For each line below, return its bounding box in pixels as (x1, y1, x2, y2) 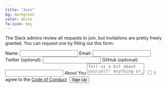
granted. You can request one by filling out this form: (5, 40, 114, 46)
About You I (64, 70, 155, 76)
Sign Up (72, 77, 87, 82)
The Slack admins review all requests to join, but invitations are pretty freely (5, 35, 162, 41)
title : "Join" (5, 7, 35, 12)
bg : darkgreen (5, 12, 35, 17)
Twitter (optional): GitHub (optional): (5, 57, 139, 63)
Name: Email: (5, 50, 92, 56)
